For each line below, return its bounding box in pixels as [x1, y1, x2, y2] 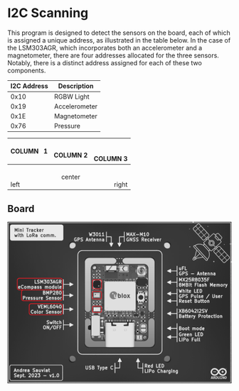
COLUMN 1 [10, 147, 48, 155]
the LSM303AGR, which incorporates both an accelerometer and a [7, 43, 203, 52]
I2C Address [10, 82, 48, 90]
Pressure [54, 122, 80, 131]
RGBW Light [54, 92, 90, 101]
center [61, 172, 80, 181]
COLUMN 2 [53, 150, 88, 159]
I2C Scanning [7, 5, 89, 21]
